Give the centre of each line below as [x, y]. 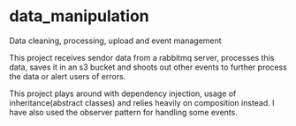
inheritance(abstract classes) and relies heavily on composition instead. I [142, 102]
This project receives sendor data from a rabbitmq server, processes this [142, 57]
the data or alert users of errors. [68, 76]
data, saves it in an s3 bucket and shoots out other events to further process [148, 67]
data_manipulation [80, 16]
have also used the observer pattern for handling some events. [124, 112]
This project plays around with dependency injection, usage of [123, 93]
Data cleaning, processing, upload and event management [116, 41]
